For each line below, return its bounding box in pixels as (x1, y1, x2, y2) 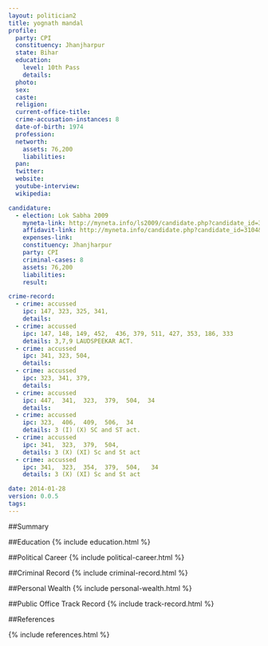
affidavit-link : (22, 226, 77, 234)
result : (22, 278, 48, 286)
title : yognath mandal (8, 19, 84, 27)
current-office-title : (15, 108, 91, 116)
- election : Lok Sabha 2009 (15, 211, 109, 219)
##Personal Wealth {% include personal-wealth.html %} (8, 583, 193, 593)
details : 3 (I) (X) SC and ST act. (22, 426, 141, 435)
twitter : (15, 167, 45, 175)
